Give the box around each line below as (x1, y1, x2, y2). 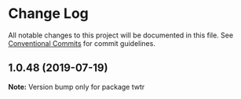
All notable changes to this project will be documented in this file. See (8, 30, 234, 40)
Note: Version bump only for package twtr (8, 82, 145, 91)
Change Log (8, 5, 89, 23)
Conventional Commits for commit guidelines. (8, 38, 155, 48)
